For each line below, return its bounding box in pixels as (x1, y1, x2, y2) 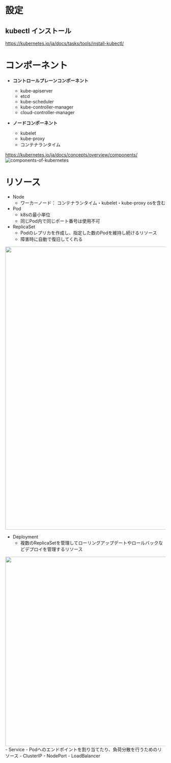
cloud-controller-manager (20, 109, 75, 115)
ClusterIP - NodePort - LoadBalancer (22, 752, 101, 759)
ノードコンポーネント (12, 120, 58, 126)
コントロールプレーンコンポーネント (12, 77, 89, 84)
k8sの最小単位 (20, 211, 51, 217)
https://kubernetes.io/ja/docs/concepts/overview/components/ (5, 151, 138, 158)
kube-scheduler (20, 98, 54, 104)
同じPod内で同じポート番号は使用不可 (20, 217, 100, 224)
